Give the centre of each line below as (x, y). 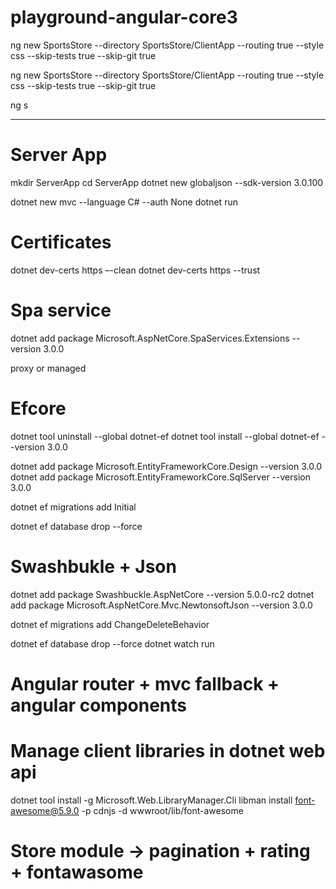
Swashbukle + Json (93, 566)
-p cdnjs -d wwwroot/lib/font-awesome (162, 810)
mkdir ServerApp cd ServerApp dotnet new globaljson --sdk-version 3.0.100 (167, 182)
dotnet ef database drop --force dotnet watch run (112, 643)
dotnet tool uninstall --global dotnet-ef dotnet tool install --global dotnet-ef (165, 436)
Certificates (61, 242)
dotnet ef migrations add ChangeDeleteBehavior (110, 624)
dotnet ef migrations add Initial (73, 507)
